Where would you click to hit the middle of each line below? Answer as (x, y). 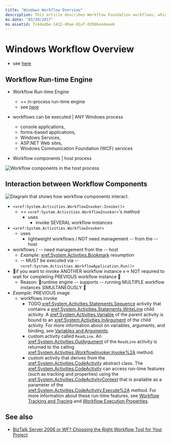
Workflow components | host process (52, 158)
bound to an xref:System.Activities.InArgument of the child (89, 320)
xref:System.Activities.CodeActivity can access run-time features (96, 368)
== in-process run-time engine (53, 102)
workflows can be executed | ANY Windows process (68, 117)
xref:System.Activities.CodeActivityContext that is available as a (95, 379)
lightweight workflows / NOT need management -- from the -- (93, 239)
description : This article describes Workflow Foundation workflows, (81, 15)
